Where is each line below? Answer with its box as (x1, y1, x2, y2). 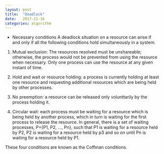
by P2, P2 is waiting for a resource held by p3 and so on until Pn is (12, 129, 146, 135)
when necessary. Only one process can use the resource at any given (12, 59, 153, 65)
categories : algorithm (5, 21, 51, 26)
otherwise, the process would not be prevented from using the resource (12, 54, 158, 60)
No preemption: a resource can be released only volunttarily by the (12, 94, 148, 100)
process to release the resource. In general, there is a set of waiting (12, 119, 149, 125)
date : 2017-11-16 (5, 16, 45, 21)
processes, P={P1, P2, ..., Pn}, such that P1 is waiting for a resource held (12, 125, 158, 130)
